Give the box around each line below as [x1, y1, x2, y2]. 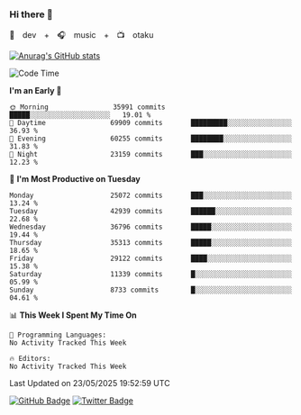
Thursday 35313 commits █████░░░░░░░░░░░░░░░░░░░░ [9, 239, 293, 248]
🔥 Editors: [9, 355, 51, 364]
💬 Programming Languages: [9, 330, 106, 340]
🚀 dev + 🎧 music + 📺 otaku [9, 30, 154, 41]
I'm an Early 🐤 [9, 86, 62, 96]
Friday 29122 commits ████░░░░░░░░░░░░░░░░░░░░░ [9, 254, 293, 264]
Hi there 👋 [9, 8, 54, 21]
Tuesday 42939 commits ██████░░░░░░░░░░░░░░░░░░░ [9, 207, 293, 216]
